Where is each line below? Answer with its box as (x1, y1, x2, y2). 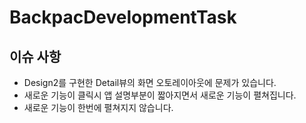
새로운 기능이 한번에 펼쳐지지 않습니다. (23, 102, 174, 113)
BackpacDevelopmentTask (9, 6, 237, 29)
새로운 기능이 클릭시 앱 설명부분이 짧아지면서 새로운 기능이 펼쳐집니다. (23, 89, 297, 101)
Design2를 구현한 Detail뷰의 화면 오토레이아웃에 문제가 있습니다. (23, 77, 277, 88)
